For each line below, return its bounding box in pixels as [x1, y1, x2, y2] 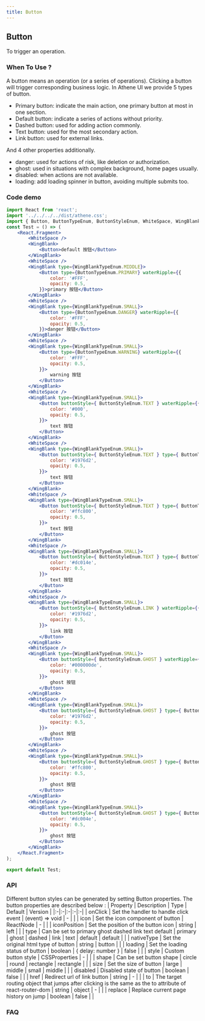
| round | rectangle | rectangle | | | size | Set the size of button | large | [6, 960, 182, 967]
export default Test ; [6, 867, 62, 873]
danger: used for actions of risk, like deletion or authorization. [15, 158, 171, 165]
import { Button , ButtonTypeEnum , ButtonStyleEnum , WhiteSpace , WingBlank [6, 218, 201, 224]
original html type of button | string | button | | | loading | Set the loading [6, 940, 187, 948]
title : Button [6, 9, 43, 15]
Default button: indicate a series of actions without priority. [15, 114, 164, 122]
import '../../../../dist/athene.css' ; [6, 212, 108, 219]
